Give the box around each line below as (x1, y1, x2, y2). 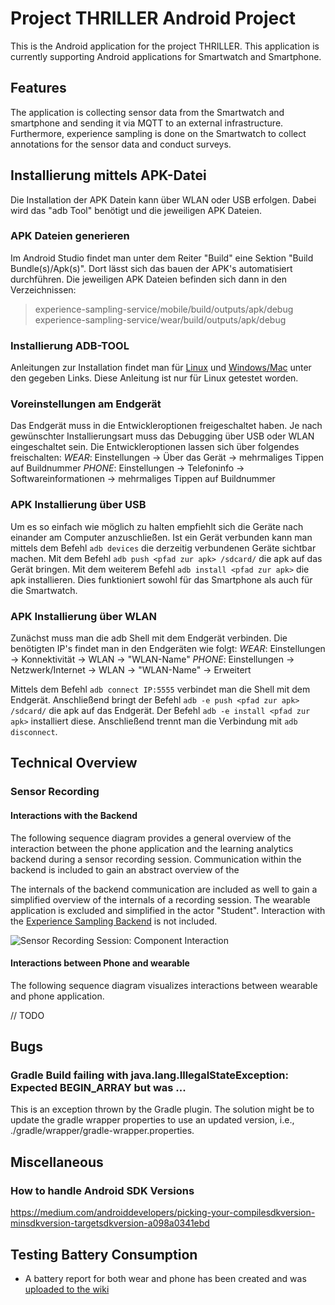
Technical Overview (10, 755, 138, 772)
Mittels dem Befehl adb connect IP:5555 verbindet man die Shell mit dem (10, 683, 311, 696)
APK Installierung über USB (10, 498, 147, 512)
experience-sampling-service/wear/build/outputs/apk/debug (34, 313, 287, 326)
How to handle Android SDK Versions (10, 1183, 195, 1197)
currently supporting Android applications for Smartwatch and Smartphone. (10, 50, 322, 62)
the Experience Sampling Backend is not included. (10, 915, 218, 927)
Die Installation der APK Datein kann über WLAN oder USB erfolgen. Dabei (10, 193, 317, 206)
